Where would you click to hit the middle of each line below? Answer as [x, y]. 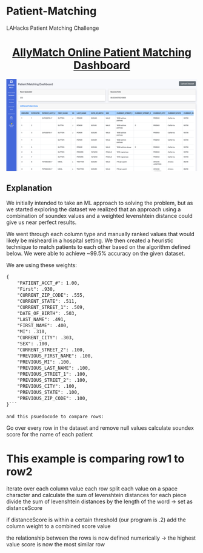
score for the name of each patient [50, 434]
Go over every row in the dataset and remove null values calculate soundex [100, 428]
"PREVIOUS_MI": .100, [44, 362]
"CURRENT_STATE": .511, [47, 301]
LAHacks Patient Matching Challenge [53, 28]
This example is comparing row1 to [95, 459]
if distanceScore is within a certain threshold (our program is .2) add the [96, 520]
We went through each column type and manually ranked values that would [101, 234]
